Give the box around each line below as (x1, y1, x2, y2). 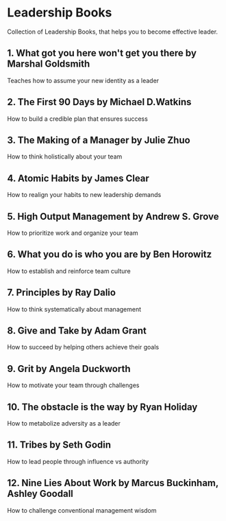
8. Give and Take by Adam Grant (7, 325, 147, 337)
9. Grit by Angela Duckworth (7, 362, 131, 375)
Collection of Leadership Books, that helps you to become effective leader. (7, 27, 218, 36)
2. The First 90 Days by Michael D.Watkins (7, 96, 192, 108)
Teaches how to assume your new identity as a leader (7, 76, 160, 84)
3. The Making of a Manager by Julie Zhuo (7, 134, 190, 146)
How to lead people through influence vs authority (7, 457, 149, 465)
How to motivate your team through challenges (7, 381, 140, 389)
